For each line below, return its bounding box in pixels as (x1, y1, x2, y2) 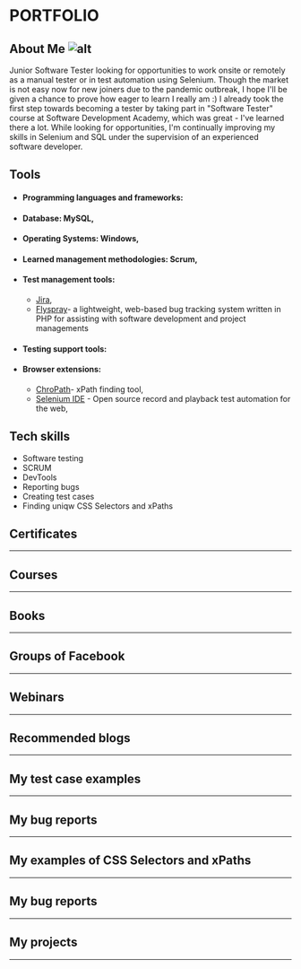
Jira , (35, 293, 53, 305)
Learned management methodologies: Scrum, (21, 253, 198, 265)
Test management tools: (21, 275, 116, 285)
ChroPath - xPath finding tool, (35, 383, 144, 395)
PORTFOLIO (9, 5, 100, 26)
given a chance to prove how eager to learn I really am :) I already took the (9, 93, 284, 104)
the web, (35, 403, 69, 414)
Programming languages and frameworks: (21, 192, 184, 203)
